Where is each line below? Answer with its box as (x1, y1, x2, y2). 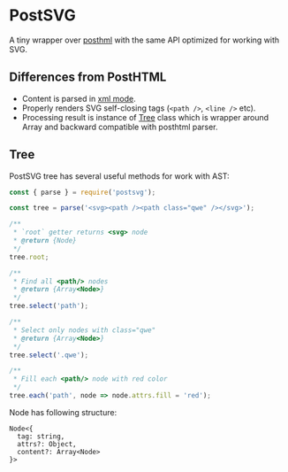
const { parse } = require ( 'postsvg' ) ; (9, 188, 156, 197)
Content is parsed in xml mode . (21, 93, 136, 104)
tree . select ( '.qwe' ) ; (9, 351, 89, 360)
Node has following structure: (9, 406, 117, 417)
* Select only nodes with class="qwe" (12, 325, 156, 335)
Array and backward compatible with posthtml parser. (21, 121, 218, 132)
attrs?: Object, (17, 439, 77, 448)
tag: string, (17, 431, 65, 441)
